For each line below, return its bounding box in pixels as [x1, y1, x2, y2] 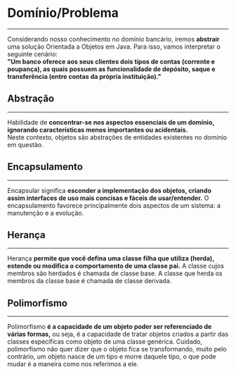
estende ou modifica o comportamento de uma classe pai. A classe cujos [7, 262, 225, 270]
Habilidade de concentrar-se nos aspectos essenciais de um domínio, [7, 118, 214, 126]
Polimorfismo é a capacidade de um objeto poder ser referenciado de [7, 323, 212, 331]
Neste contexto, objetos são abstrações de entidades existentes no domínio [7, 132, 227, 142]
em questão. [7, 140, 44, 149]
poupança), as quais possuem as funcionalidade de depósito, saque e [7, 65, 216, 73]
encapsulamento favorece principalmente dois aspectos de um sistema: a [7, 201, 221, 209]
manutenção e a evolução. [7, 208, 84, 217]
